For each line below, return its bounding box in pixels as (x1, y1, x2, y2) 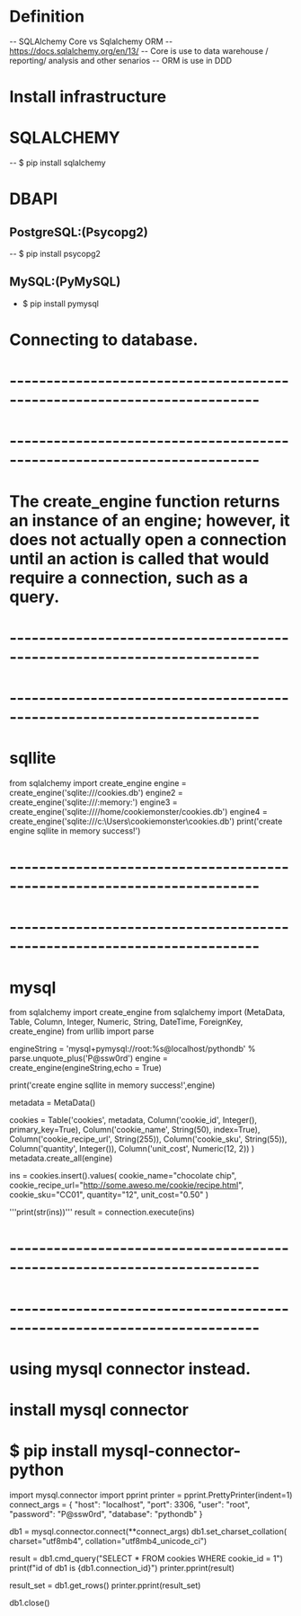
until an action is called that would (9, 548, 270, 569)
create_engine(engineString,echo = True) (9, 1063, 162, 1073)
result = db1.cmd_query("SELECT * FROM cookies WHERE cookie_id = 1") (9, 1552, 283, 1564)
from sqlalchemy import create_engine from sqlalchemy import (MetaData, (9, 1007, 286, 1018)
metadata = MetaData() (9, 1098, 96, 1108)
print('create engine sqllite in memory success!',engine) (9, 1080, 216, 1091)
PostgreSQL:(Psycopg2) (9, 225, 148, 240)
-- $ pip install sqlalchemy (9, 157, 106, 168)
